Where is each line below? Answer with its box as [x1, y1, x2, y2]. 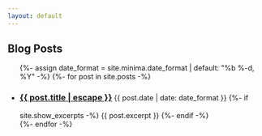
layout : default [7, 11, 62, 20]
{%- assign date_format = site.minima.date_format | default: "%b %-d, [19, 63, 255, 73]
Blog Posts [7, 42, 63, 56]
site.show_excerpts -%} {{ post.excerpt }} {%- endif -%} [19, 110, 209, 120]
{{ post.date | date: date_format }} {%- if [114, 93, 249, 103]
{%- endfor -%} [19, 119, 73, 129]
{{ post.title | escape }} [19, 92, 113, 104]
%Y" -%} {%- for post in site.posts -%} [19, 72, 152, 82]
